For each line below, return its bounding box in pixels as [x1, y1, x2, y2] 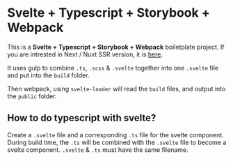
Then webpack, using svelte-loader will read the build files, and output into [7, 84, 226, 93]
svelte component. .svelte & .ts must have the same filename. [7, 145, 188, 154]
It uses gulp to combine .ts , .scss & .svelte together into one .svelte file [7, 63, 219, 72]
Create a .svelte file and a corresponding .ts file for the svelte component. [7, 130, 224, 139]
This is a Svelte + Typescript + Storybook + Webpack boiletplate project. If [7, 43, 225, 51]
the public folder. [7, 92, 57, 100]
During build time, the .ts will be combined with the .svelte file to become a [7, 138, 227, 146]
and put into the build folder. [7, 71, 90, 79]
